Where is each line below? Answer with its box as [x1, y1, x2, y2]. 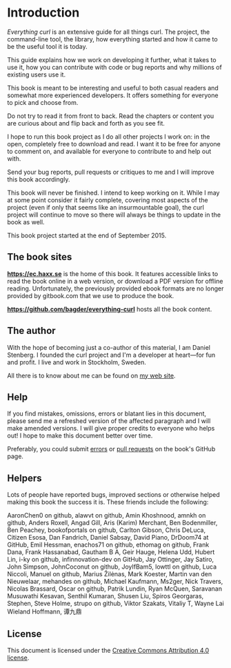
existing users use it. [7, 70, 66, 79]
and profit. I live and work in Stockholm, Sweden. [7, 357, 147, 366]
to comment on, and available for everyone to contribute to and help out [7, 147, 212, 155]
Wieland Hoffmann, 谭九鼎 [7, 607, 82, 616]
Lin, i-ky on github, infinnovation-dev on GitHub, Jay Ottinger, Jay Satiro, [7, 556, 214, 564]
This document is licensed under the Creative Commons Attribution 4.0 [7, 647, 210, 654]
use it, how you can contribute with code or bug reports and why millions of [7, 63, 222, 71]
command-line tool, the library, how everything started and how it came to [7, 35, 219, 43]
